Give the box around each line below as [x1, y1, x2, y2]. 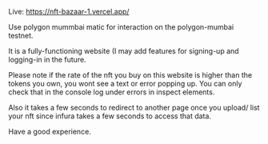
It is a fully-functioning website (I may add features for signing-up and [8, 46, 239, 55]
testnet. [8, 31, 34, 40]
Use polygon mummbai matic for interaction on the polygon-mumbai [8, 22, 234, 31]
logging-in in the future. [8, 55, 86, 64]
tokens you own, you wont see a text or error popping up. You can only [8, 79, 242, 88]
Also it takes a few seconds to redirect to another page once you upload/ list [8, 103, 260, 112]
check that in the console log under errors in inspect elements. [8, 87, 215, 97]
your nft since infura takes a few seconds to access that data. [8, 111, 212, 121]
